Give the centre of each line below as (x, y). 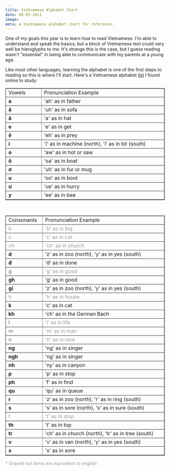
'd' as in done (61, 263)
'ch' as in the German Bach (77, 314)
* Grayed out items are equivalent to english (51, 463)
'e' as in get (58, 127)
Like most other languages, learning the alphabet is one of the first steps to (83, 70)
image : (12, 19)
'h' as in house (62, 297)
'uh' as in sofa (60, 110)
